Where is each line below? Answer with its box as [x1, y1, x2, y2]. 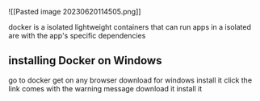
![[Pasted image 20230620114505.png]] [8, 7, 141, 16]
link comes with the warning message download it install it [8, 83, 203, 93]
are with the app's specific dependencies [8, 31, 146, 40]
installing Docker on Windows [8, 54, 162, 67]
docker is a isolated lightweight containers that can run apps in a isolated [8, 22, 252, 31]
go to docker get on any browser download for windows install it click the [8, 75, 253, 85]
